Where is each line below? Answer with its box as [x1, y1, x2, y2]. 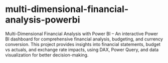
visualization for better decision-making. [5, 51, 89, 58]
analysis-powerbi [5, 14, 80, 25]
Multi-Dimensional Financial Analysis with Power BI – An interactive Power [5, 30, 158, 36]
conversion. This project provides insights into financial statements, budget [5, 41, 160, 47]
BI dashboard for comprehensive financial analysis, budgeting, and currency [5, 36, 163, 42]
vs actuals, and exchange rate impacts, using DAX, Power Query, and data [5, 46, 159, 52]
